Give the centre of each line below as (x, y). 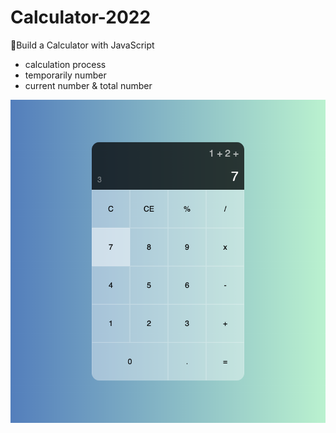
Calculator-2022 (81, 17)
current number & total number (88, 85)
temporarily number (65, 75)
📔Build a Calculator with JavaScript (82, 45)
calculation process (65, 64)
